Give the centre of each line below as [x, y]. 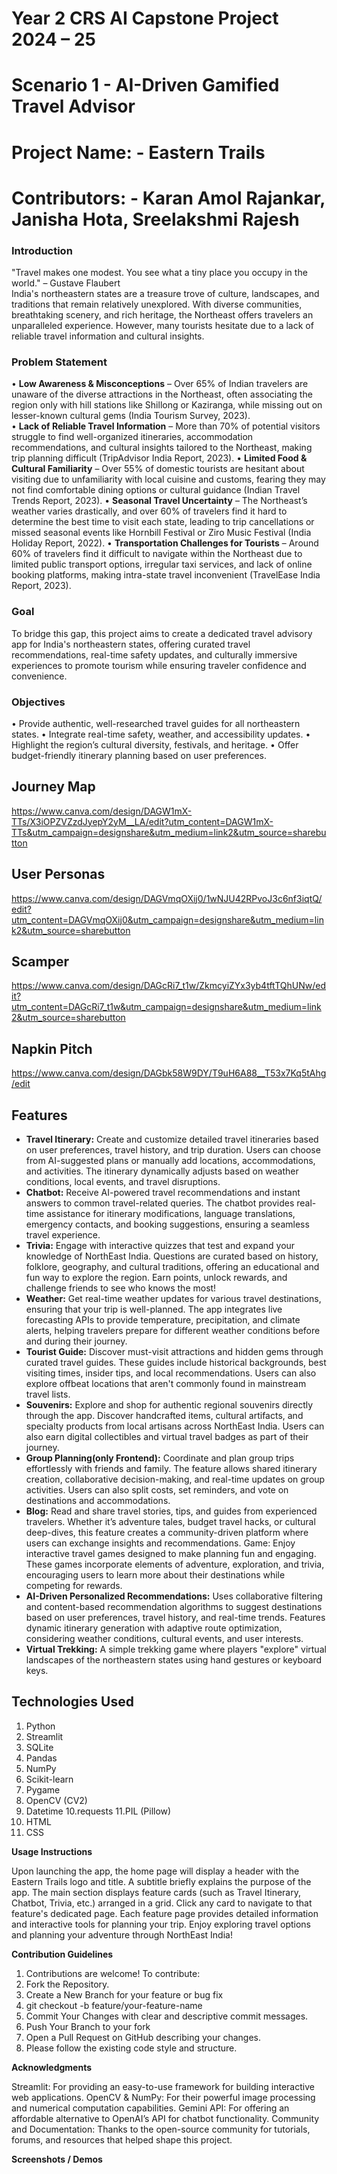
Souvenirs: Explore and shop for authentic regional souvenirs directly [169, 1405]
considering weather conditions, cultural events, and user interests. [164, 1638]
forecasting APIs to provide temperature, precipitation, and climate [163, 1320]
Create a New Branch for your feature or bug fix [124, 1994]
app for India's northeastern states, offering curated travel [131, 644]
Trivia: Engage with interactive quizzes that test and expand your [160, 1245]
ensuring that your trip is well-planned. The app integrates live [154, 1309]
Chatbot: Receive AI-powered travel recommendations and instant [163, 1192]
